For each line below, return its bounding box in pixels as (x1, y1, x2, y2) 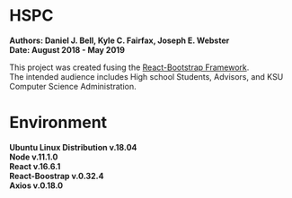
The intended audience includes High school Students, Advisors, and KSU (9, 71, 284, 82)
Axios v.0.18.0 (9, 180, 64, 191)
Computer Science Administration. (9, 81, 137, 91)
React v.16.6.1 (9, 160, 61, 171)
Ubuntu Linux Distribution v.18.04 (9, 142, 137, 152)
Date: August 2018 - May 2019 (9, 44, 126, 55)
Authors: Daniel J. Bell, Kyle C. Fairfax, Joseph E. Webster (9, 35, 230, 46)
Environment (9, 113, 108, 133)
